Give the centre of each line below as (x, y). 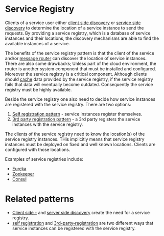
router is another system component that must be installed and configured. (81, 69)
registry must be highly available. (38, 89)
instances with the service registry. (47, 124)
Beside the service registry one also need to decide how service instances (80, 99)
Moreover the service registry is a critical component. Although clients (76, 74)
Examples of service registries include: (44, 159)
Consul (19, 179)
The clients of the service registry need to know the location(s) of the (75, 134)
